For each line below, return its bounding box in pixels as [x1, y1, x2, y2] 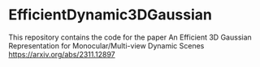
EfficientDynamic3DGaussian [8, 6, 213, 24]
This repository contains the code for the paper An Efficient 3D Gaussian [8, 32, 252, 42]
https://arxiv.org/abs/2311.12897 [8, 49, 115, 59]
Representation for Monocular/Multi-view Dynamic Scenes [8, 40, 205, 50]
